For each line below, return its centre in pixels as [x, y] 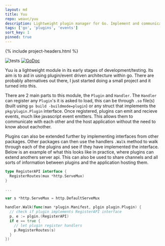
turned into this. [21, 86]
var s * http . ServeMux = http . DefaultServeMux [52, 198]
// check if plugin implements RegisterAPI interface [66, 212]
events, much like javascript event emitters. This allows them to [69, 116]
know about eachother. [28, 126]
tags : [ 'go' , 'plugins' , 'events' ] [41, 28]
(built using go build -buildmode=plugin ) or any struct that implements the [81, 106]
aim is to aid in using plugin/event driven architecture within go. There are [80, 75]
